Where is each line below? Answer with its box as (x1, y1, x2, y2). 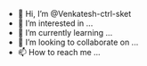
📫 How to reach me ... (17, 47, 101, 57)
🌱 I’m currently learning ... (17, 28, 113, 37)
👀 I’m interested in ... (17, 18, 94, 29)
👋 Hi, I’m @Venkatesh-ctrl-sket (17, 9, 132, 19)
